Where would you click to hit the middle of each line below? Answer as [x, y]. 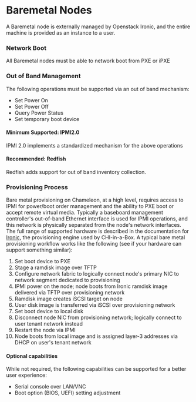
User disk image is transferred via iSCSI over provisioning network [95, 305]
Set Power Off [31, 106]
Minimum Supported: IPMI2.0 [43, 132]
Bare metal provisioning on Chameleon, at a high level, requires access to [95, 200]
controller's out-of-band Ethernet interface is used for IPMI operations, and [97, 219]
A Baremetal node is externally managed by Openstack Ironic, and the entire [98, 26]
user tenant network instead [49, 324]
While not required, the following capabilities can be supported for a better [96, 369]
